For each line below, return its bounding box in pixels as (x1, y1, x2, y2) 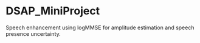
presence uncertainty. (5, 30, 61, 37)
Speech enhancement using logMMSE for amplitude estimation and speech (5, 24, 195, 31)
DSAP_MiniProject (5, 4, 100, 18)
